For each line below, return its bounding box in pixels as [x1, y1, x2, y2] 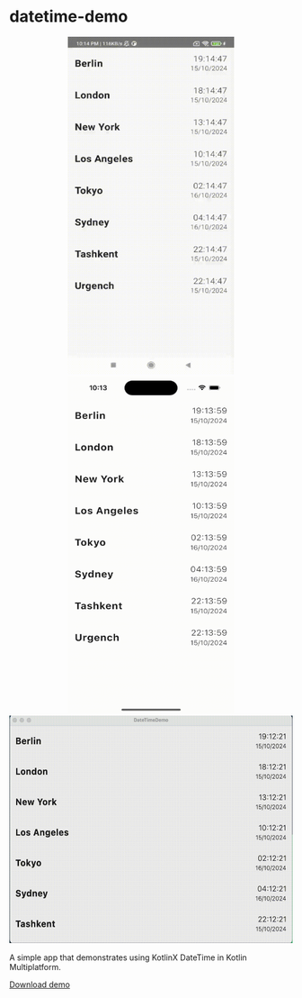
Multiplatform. [9, 961, 61, 972]
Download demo [9, 979, 70, 990]
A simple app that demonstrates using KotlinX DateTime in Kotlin [9, 952, 247, 963]
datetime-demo [9, 6, 129, 27]
